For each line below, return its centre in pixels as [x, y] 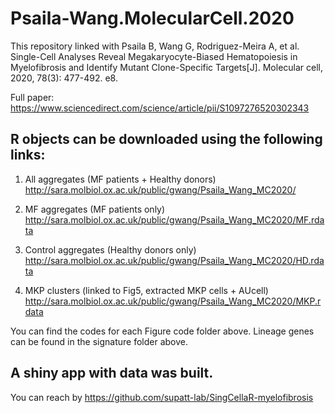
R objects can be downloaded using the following [166, 139]
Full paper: [32, 97]
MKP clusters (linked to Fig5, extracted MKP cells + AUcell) [146, 290]
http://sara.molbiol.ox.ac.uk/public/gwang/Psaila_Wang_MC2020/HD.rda [174, 260]
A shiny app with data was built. [112, 373]
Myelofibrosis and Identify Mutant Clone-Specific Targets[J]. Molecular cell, [167, 67]
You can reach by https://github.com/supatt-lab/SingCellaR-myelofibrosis [162, 397]
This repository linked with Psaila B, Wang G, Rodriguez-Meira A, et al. [155, 46]
